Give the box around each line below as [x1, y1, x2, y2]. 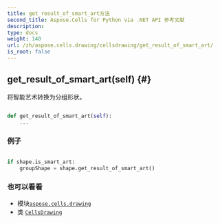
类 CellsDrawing [16, 207, 63, 216]
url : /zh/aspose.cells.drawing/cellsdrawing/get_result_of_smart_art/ [7, 42, 214, 49]
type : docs [7, 29, 38, 36]
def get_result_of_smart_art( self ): [7, 113, 112, 119]
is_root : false [7, 49, 51, 56]
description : [7, 23, 45, 30]
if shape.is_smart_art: [7, 159, 76, 165]
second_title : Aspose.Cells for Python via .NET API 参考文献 [7, 16, 185, 23]
